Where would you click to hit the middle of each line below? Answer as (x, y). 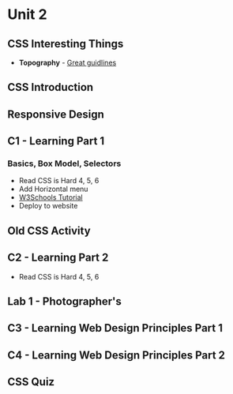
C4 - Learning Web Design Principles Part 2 (116, 355)
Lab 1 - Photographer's (64, 302)
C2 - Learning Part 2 (58, 258)
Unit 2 (28, 15)
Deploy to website (48, 206)
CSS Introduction (51, 87)
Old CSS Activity (49, 231)
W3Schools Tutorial (51, 197)
